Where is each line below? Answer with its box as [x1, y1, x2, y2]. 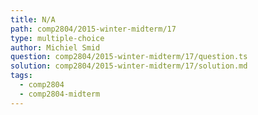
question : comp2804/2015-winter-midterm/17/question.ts [10, 52, 248, 62]
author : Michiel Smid [10, 42, 101, 53]
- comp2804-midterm [19, 89, 101, 99]
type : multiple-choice [10, 33, 105, 43]
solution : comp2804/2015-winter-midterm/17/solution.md [10, 61, 248, 71]
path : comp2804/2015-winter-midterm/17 [10, 24, 177, 34]
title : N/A [10, 14, 56, 25]
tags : [10, 71, 33, 81]
